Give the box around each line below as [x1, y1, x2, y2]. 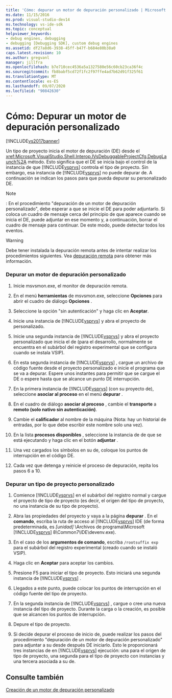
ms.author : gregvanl [6, 55, 50, 60]
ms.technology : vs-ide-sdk [6, 21, 63, 27]
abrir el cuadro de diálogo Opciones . [13, 298, 92, 304]
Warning [6, 237, 23, 243]
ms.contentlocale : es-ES [6, 79, 59, 84]
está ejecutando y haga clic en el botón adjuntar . [13, 437, 118, 443]
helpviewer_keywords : [6, 31, 52, 36]
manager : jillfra [6, 60, 43, 65]
